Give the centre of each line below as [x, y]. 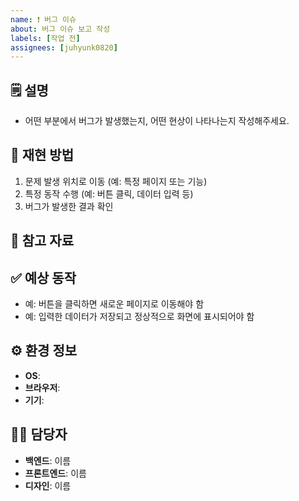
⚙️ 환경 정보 [44, 351]
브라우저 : [42, 387]
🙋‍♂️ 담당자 [39, 434]
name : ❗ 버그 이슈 [43, 19]
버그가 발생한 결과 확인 [69, 206]
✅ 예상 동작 [43, 277]
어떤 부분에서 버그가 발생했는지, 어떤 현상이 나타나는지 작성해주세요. [157, 121]
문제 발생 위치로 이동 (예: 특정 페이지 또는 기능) [116, 181]
